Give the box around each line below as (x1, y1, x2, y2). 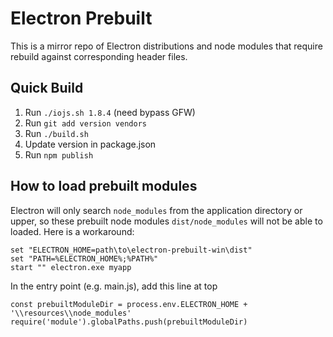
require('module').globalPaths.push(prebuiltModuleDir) (10, 317, 248, 327)
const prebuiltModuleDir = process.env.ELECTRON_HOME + (10, 299, 248, 309)
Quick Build (10, 80, 84, 97)
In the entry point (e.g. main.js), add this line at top (10, 280, 218, 292)
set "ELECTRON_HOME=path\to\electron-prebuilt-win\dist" (10, 245, 253, 255)
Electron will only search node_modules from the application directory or (10, 204, 303, 216)
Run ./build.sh (24, 127, 89, 139)
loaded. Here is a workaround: (10, 225, 135, 237)
